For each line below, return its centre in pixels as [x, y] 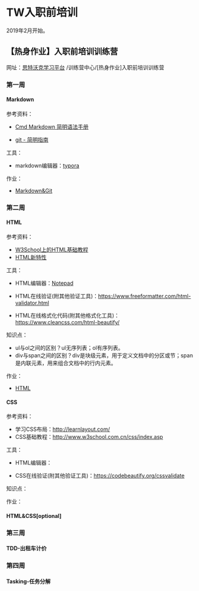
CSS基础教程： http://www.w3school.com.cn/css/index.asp [89, 437]
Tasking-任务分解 [29, 581]
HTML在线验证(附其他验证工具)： [57, 296]
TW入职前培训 [42, 12]
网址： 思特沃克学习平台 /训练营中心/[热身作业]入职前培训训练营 [86, 67]
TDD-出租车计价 [27, 548]
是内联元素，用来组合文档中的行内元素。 [66, 363]
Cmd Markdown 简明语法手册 [52, 127]
